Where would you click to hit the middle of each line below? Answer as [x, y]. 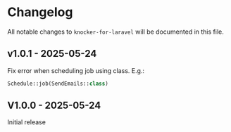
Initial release [26, 122]
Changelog [40, 12]
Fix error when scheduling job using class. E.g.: [76, 70]
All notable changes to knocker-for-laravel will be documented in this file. [115, 32]
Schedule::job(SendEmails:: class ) [58, 84]
